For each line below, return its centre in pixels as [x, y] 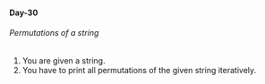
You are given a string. [64, 60]
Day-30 [24, 13]
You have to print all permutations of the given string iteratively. [139, 70]
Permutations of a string [54, 33]
